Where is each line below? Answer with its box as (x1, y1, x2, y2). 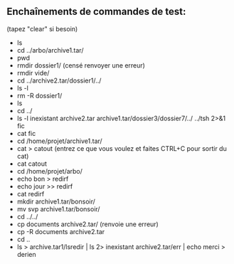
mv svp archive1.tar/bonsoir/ (16, 204, 100, 213)
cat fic (16, 129, 36, 137)
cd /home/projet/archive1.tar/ (16, 137, 102, 145)
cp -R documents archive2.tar (16, 227, 105, 236)
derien (16, 250, 36, 258)
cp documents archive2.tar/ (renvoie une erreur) (16, 220, 159, 228)
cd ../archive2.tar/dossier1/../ (16, 76, 102, 85)
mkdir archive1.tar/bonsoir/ (16, 197, 95, 206)
